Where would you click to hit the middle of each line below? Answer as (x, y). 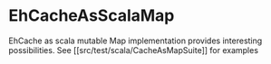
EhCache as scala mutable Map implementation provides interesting (135, 41)
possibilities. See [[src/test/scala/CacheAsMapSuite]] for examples (134, 50)
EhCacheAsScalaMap (92, 16)
